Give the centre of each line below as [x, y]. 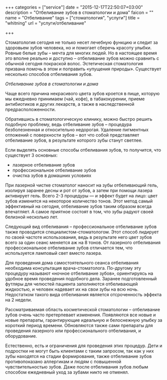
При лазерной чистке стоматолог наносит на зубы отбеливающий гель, [82, 185]
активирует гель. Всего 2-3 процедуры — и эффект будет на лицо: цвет [82, 196]
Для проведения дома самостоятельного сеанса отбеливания [72, 263]
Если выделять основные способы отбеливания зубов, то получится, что [83, 150]
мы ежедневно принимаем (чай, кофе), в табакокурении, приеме [75, 99]
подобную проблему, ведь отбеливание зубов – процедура [69, 124]
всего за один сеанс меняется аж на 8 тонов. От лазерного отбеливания [83, 242]
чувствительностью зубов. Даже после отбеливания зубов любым [77, 367]
